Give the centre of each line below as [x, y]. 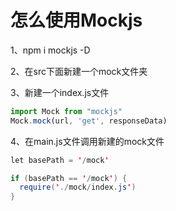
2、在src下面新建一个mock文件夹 [79, 71]
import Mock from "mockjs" [66, 111]
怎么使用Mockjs [76, 20]
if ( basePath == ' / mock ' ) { [69, 178]
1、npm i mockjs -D [50, 50]
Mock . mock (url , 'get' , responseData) [89, 121]
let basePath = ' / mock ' [60, 160]
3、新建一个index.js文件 [60, 92]
